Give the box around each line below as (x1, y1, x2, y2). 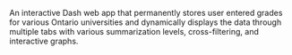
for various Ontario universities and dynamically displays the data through (9, 17, 282, 27)
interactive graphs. (9, 35, 79, 46)
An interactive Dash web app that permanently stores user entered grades (9, 8, 283, 18)
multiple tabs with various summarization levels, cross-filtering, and (9, 27, 260, 36)
